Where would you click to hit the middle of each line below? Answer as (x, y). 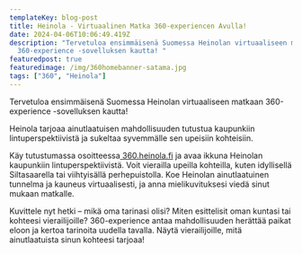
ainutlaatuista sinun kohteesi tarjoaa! (77, 240)
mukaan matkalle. (42, 193)
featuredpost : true (46, 59)
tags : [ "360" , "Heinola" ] (58, 76)
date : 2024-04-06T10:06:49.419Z (70, 34)
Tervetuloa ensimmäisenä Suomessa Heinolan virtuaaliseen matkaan (136, 101)
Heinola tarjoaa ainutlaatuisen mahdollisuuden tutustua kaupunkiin (132, 128)
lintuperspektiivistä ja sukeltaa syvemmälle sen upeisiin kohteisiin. (131, 138)
